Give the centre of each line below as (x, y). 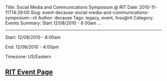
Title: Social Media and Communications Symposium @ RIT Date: (72, 7)
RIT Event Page (29, 72)
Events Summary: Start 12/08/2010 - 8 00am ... (53, 23)
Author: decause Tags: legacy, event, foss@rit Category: (96, 18)
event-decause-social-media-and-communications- (95, 12)
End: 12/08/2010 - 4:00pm (32, 47)
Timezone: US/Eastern (28, 56)
